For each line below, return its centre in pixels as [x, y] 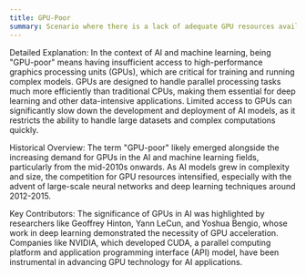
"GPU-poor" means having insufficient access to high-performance [136, 62]
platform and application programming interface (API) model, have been [144, 252]
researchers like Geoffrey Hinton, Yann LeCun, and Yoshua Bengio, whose [149, 223]
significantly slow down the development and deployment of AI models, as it [153, 110]
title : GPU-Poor [40, 18]
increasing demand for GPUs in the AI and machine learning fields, [134, 157]
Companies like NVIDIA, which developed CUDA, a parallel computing [140, 242]
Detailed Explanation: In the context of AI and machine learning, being [140, 52]
